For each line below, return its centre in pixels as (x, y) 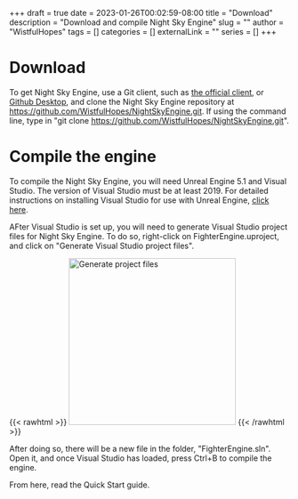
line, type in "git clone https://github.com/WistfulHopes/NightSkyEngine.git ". (149, 120)
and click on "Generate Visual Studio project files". (101, 245)
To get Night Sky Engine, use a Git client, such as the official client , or (137, 92)
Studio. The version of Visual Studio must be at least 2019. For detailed (139, 190)
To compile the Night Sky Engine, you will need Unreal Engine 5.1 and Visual (148, 181)
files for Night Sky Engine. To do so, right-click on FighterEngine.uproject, (145, 236)
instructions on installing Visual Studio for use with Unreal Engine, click (139, 200)
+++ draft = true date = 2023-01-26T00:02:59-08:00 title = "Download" (141, 13)
